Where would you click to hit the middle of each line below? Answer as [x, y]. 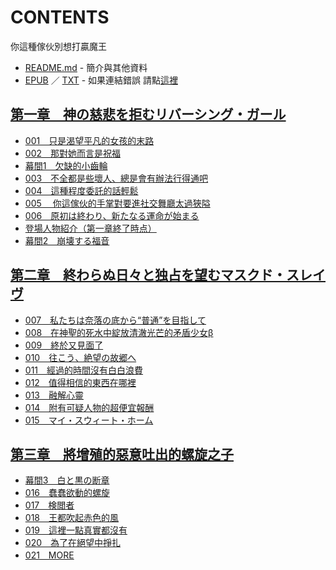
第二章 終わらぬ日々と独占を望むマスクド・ [148, 275]
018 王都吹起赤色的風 [71, 518]
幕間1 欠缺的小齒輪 [66, 165]
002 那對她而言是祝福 [72, 153]
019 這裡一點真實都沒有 [76, 530]
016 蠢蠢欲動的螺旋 [67, 493]
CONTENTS [60, 17]
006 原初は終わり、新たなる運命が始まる [112, 215]
